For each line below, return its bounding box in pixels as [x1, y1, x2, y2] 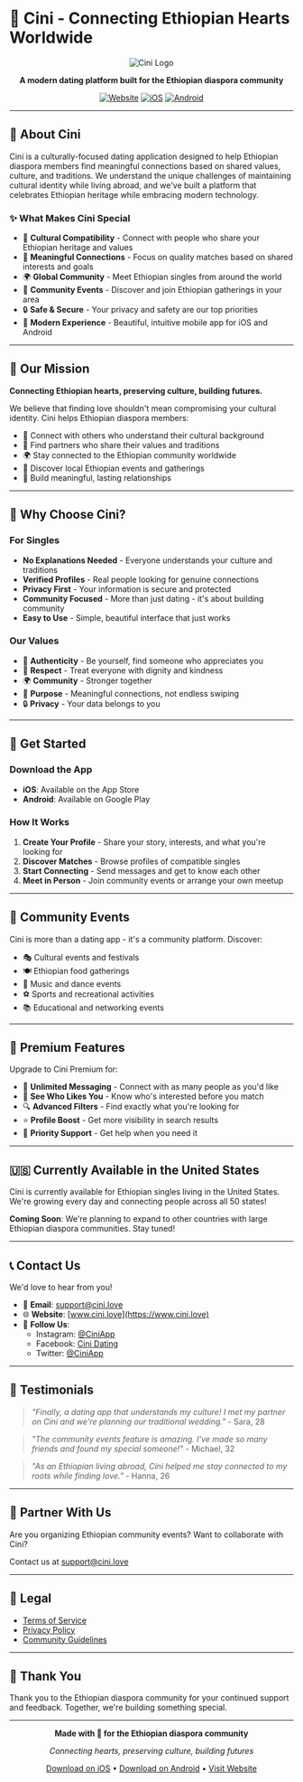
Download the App [9, 764, 93, 776]
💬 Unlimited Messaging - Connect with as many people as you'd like [22, 1082, 280, 1093]
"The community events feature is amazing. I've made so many [31, 1433, 268, 1444]
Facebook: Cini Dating [35, 1338, 119, 1349]
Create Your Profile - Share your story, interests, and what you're [22, 836, 266, 848]
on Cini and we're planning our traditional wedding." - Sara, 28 [31, 1416, 265, 1427]
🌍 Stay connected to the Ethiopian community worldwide [22, 449, 237, 460]
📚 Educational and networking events [22, 1002, 165, 1013]
